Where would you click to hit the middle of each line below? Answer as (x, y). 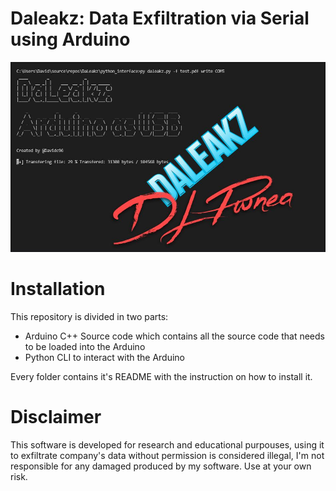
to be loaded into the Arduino (85, 347)
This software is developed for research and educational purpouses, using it (167, 445)
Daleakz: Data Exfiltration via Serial (160, 18)
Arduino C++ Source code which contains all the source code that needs (174, 336)
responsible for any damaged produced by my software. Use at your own (161, 466)
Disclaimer (56, 417)
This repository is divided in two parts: (89, 317)
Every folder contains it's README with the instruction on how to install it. (161, 377)
